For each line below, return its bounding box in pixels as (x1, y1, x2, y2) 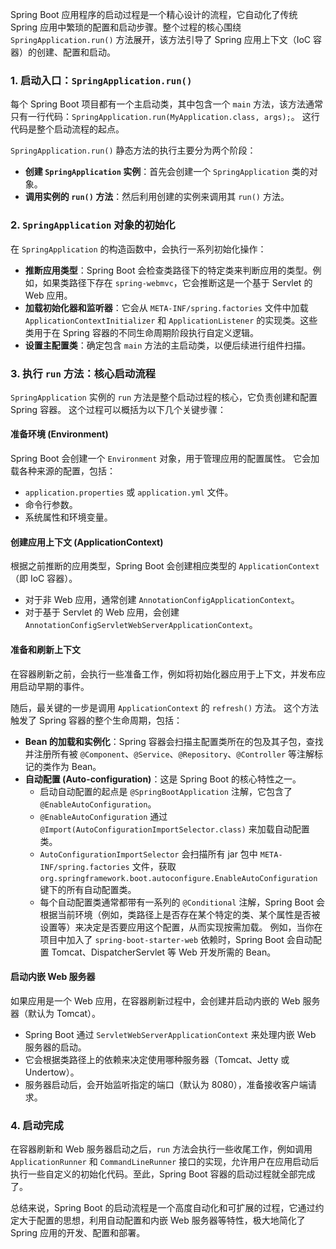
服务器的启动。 (24, 1041, 87, 1053)
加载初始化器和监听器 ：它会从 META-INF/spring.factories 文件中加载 (24, 301, 309, 313)
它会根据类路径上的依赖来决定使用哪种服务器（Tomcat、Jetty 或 (24, 1053, 290, 1065)
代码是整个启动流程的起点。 (10, 123, 125, 135)
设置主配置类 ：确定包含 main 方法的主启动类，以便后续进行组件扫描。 (24, 339, 312, 351)
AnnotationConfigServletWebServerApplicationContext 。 (24, 619, 258, 631)
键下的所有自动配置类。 (39, 883, 137, 895)
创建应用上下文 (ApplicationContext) (10, 536, 164, 548)
